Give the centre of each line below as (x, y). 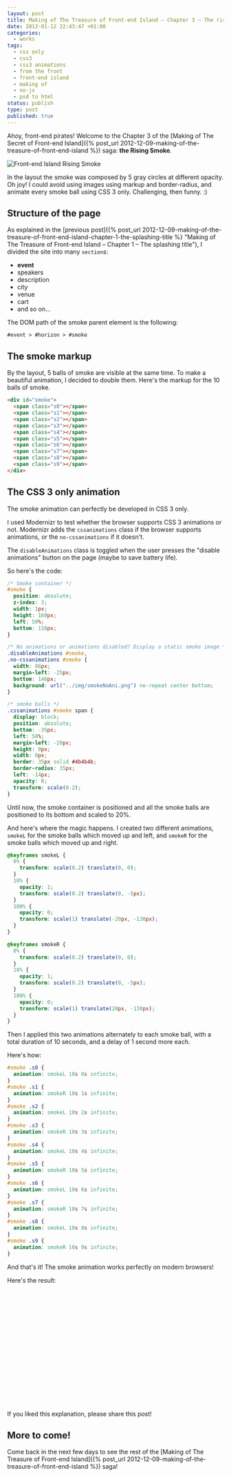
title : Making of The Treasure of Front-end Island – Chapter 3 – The (110, 20)
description (33, 280)
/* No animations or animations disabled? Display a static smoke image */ (118, 647)
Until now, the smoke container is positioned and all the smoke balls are (108, 807)
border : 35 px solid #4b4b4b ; (55, 762)
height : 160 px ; (35, 615)
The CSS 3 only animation (64, 492)
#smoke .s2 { (26, 1106)
